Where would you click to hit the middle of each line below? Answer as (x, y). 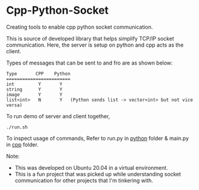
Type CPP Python (38, 73)
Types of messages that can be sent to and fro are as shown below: (89, 63)
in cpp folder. (22, 145)
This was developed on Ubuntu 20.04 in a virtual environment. (91, 167)
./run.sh (17, 127)
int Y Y (34, 84)
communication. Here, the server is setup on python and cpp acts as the (95, 45)
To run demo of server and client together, (58, 116)
